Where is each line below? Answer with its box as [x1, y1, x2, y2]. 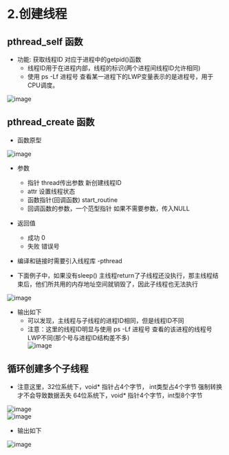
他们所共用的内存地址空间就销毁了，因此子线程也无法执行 [35, 280, 198, 288]
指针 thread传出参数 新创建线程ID [27, 178, 122, 186]
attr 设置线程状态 [27, 187, 76, 195]
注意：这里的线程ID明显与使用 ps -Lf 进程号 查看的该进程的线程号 [27, 324, 212, 333]
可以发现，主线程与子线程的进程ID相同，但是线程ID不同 [27, 316, 184, 324]
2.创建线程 [7, 6, 67, 22]
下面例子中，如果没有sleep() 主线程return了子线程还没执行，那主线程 [17, 271, 213, 279]
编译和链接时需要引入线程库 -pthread [17, 256, 122, 265]
